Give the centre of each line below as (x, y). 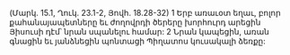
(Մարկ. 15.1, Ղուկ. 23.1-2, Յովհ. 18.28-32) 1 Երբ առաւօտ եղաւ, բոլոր (145, 13)
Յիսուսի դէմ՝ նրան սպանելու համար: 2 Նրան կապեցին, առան (139, 31)
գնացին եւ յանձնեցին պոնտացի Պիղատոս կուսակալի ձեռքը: (138, 41)
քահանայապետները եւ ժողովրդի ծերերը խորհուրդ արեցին (135, 22)
